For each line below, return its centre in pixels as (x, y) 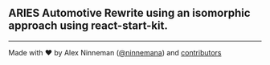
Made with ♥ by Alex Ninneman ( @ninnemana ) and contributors (115, 52)
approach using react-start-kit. (88, 26)
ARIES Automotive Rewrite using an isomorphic (129, 13)
